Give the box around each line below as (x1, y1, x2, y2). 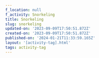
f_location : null (5, 7, 42, 13)
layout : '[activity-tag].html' (5, 40, 71, 45)
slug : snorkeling (5, 21, 42, 27)
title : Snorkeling (5, 17, 44, 22)
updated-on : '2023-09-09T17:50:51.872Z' (5, 26, 91, 31)
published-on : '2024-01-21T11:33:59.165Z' (5, 36, 95, 41)
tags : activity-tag (5, 45, 46, 50)
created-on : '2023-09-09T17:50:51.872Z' (5, 31, 91, 36)
